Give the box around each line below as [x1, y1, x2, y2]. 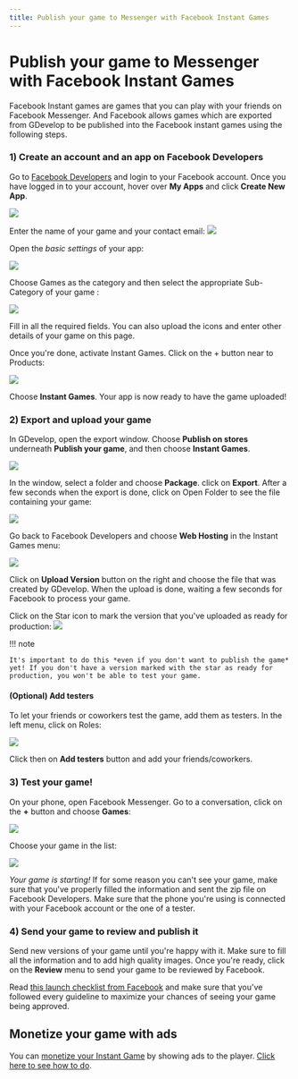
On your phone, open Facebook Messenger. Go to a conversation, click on [9, 796, 283, 807]
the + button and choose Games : [9, 806, 131, 817]
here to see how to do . [9, 1059, 92, 1070]
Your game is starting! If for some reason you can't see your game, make [9, 874, 278, 885]
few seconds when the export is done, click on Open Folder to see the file [9, 487, 281, 497]
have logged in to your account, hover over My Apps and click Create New [9, 181, 286, 191]
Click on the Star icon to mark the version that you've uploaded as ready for [9, 610, 288, 622]
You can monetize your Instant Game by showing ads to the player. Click [9, 1050, 276, 1061]
